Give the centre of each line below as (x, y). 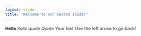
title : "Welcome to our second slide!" (47, 14)
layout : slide (20, 10)
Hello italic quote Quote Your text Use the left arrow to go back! (71, 28)
